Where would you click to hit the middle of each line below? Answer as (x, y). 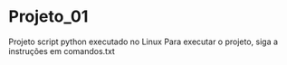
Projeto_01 (48, 17)
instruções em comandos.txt (62, 51)
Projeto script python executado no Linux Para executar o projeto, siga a (143, 42)
